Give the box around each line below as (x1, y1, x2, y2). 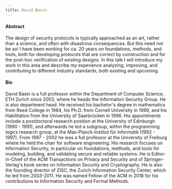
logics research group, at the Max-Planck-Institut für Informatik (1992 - (5, 129, 156, 135)
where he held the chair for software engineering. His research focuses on (5, 140, 163, 146)
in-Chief (5, 156, 23, 162)
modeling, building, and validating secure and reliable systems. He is (5, 151, 150, 157)
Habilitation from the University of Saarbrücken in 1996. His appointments (5, 112, 161, 119)
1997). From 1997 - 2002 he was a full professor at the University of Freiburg (5, 135, 167, 141)
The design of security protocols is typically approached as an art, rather (5, 34, 160, 41)
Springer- (143, 156, 164, 162)
